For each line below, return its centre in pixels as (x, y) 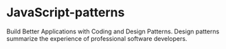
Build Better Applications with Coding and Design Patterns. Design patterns (113, 31)
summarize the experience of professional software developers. (97, 38)
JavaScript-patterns (66, 13)
